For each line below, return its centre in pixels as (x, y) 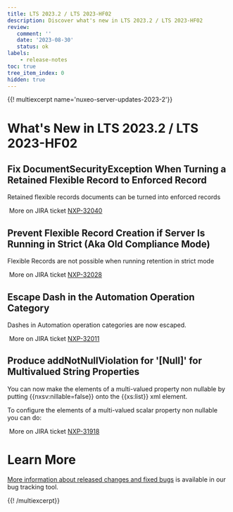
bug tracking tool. (33, 487)
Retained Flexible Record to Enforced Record (107, 180)
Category (29, 308)
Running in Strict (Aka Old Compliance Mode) (109, 244)
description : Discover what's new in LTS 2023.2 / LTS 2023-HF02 (105, 20)
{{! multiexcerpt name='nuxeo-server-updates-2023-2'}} (90, 100)
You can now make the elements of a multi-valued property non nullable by (116, 388)
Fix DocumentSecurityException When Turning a (117, 169)
